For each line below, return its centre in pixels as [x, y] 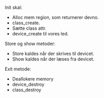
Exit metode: [18, 69]
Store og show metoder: [30, 44]
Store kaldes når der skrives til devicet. [53, 54]
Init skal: [14, 7]
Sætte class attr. [29, 28]
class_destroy [27, 90]
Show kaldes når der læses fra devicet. [53, 59]
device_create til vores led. [40, 34]
